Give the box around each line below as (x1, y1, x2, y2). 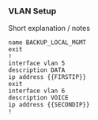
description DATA (8, 66, 66, 74)
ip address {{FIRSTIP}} (8, 73, 87, 81)
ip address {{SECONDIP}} (8, 101, 90, 109)
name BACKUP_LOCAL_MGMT (8, 39, 87, 47)
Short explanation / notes (8, 24, 91, 33)
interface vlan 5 (8, 59, 66, 68)
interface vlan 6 (8, 87, 66, 96)
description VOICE (8, 94, 69, 102)
